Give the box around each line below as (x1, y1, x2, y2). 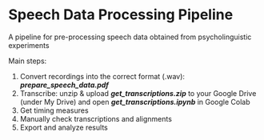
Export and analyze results (19, 122, 108, 132)
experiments (8, 40, 50, 50)
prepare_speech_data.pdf (19, 80, 110, 90)
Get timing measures (19, 106, 90, 115)
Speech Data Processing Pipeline (8, 6, 234, 24)
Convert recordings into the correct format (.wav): (19, 71, 186, 81)
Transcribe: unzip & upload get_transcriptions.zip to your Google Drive (19, 88, 257, 98)
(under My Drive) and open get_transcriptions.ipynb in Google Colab (19, 97, 250, 106)
